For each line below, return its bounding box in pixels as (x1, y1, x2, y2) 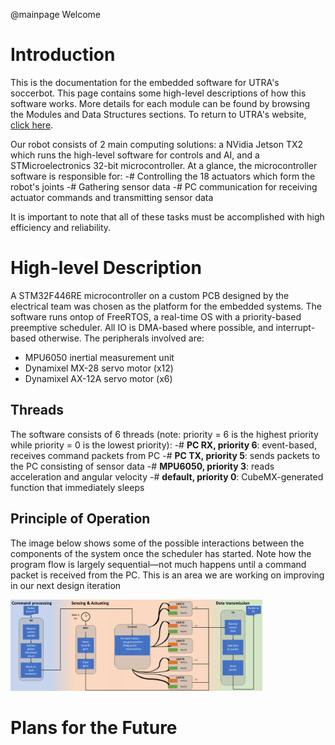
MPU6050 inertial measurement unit (24, 351, 175, 363)
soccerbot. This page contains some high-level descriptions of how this (10, 87, 307, 99)
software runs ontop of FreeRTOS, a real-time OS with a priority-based (10, 310, 302, 323)
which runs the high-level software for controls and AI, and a (10, 149, 260, 161)
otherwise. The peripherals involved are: (38, 332, 205, 344)
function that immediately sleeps (10, 481, 145, 493)
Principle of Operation (10, 510, 151, 528)
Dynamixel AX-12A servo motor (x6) (24, 372, 173, 384)
